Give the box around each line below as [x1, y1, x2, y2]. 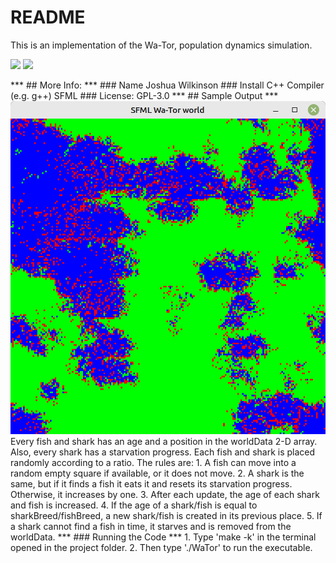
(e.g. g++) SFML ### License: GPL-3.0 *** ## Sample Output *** [10, 89, 279, 101]
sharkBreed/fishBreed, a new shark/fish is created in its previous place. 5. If [10, 509, 323, 521]
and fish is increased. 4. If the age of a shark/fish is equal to [10, 499, 258, 511]
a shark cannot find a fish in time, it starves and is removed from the [10, 520, 292, 532]
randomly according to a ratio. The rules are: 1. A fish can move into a [10, 456, 297, 468]
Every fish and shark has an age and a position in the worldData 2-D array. [10, 435, 318, 447]
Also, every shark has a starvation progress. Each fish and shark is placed [10, 446, 316, 458]
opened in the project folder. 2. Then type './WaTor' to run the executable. [10, 541, 313, 553]
